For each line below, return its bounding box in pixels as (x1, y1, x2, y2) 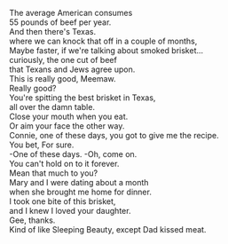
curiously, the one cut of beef (9, 55, 117, 65)
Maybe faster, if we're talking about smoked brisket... (9, 45, 204, 56)
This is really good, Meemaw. (9, 74, 117, 83)
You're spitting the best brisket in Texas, (9, 92, 156, 103)
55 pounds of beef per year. (9, 17, 112, 28)
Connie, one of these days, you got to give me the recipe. (9, 130, 219, 140)
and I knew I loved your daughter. (9, 206, 131, 216)
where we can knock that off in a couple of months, (9, 35, 198, 46)
